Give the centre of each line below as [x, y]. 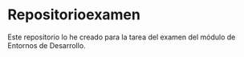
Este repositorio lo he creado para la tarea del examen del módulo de [122, 37]
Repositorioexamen [74, 15]
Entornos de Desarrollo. [47, 45]
